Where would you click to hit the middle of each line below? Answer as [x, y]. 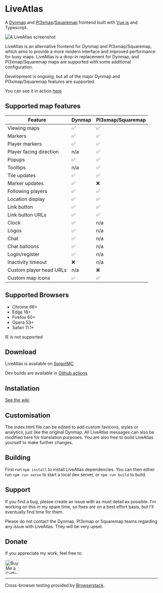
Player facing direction [33, 151]
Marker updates [25, 183]
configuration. [19, 67]
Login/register [24, 254]
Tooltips [16, 167]
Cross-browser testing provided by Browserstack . [55, 585]
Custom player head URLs [37, 270]
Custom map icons [29, 278]
